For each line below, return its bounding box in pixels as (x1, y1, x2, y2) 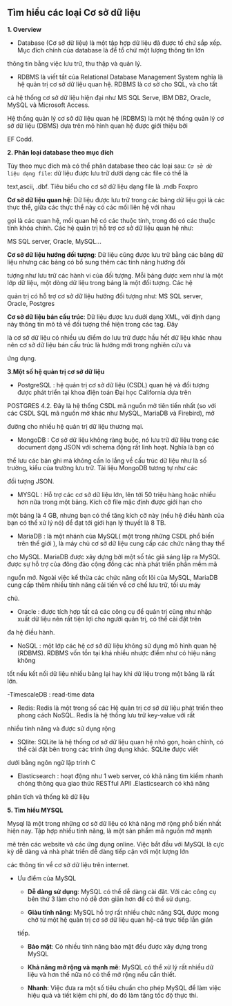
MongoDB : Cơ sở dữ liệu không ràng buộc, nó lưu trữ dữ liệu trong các (17, 436, 220, 444)
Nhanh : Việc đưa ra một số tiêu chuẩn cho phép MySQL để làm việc (27, 983, 222, 992)
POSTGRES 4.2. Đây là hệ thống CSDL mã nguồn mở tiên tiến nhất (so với (7, 401, 216, 409)
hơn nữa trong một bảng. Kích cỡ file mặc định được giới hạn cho (17, 498, 202, 506)
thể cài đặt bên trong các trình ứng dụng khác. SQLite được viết (17, 745, 199, 753)
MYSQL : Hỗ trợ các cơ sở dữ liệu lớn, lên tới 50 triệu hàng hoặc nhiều (17, 490, 216, 499)
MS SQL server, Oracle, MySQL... (7, 237, 101, 245)
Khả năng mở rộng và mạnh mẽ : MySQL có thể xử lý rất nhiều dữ (27, 963, 214, 971)
